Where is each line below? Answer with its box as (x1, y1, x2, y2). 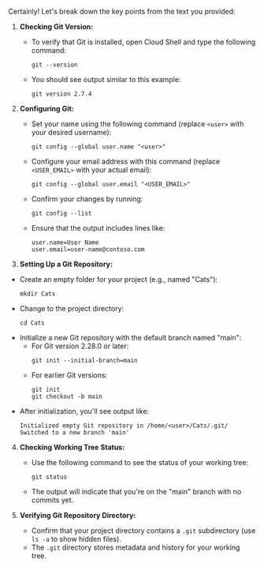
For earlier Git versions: (31, 370, 108, 380)
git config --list (31, 209, 92, 217)
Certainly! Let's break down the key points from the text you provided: (8, 7, 236, 16)
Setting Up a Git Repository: (19, 260, 113, 268)
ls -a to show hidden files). (31, 535, 122, 543)
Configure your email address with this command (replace (31, 157, 221, 166)
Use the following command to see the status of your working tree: (31, 458, 249, 467)
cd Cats (19, 319, 45, 327)
